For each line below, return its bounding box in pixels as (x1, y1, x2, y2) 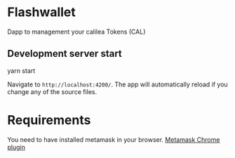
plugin (7, 143, 26, 151)
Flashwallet (7, 4, 76, 20)
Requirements (7, 112, 91, 128)
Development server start (7, 48, 123, 60)
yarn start (7, 66, 36, 74)
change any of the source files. (7, 87, 98, 96)
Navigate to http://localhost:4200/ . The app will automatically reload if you (7, 80, 228, 88)
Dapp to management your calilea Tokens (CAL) (7, 27, 146, 36)
